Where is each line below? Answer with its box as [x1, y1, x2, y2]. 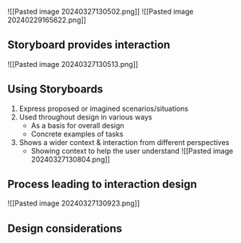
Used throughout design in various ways [18, 112, 152, 122]
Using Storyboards [7, 83, 104, 96]
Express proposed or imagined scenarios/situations [18, 104, 189, 113]
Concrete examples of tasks [30, 129, 124, 139]
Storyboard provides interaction [7, 38, 171, 52]
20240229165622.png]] [7, 15, 87, 25]
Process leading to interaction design [7, 178, 197, 191]
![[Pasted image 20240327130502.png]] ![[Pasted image [7, 7, 194, 16]
